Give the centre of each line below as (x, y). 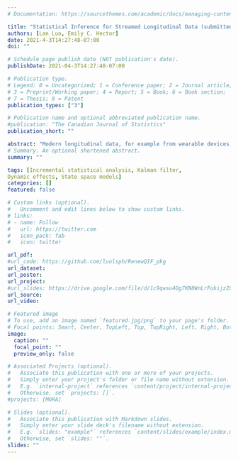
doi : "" (19, 47)
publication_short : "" (41, 131)
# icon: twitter (34, 242)
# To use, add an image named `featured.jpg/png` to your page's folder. (119, 321)
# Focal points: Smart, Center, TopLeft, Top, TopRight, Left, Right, (114, 327)
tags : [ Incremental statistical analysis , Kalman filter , (95, 170)
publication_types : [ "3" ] (45, 105)
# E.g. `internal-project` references (68, 386)
